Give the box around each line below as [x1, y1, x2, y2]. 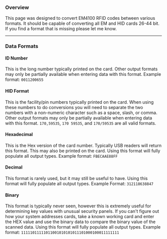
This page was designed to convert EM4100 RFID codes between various [5, 15, 156, 21]
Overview [5, 4, 29, 11]
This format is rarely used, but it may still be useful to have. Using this [5, 176, 148, 181]
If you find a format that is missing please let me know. [5, 26, 117, 32]
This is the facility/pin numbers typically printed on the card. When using [5, 99, 154, 105]
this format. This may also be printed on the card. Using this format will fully [5, 148, 161, 154]
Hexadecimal [5, 131, 33, 137]
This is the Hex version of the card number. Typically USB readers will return [5, 142, 162, 148]
